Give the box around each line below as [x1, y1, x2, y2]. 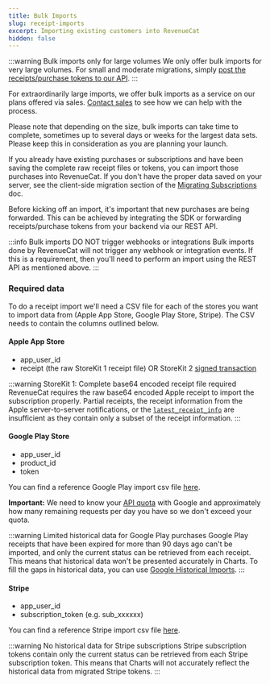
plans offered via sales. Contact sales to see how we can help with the [8, 97, 243, 107]
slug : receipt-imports [8, 19, 85, 27]
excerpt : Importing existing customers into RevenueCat [8, 27, 200, 35]
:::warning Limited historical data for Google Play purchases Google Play [8, 530, 248, 540]
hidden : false [8, 34, 56, 43]
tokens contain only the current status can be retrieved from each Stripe [8, 649, 248, 659]
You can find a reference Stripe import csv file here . [8, 625, 181, 635]
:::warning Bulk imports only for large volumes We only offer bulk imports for [8, 56, 262, 66]
